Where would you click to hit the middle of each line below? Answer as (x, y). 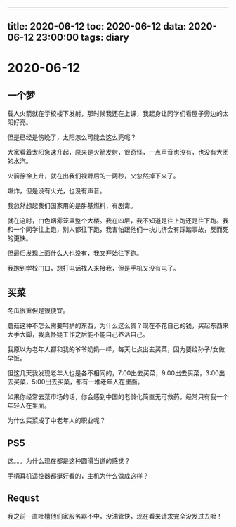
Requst (23, 499)
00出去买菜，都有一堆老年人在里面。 (91, 382)
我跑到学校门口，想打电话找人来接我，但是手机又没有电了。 (93, 268)
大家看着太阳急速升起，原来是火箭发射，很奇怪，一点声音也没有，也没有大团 (118, 152)
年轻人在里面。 (29, 405)
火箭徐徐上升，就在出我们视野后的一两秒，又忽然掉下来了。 (93, 176)
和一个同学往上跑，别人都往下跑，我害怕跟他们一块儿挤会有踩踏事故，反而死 (118, 230)
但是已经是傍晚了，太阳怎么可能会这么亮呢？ (72, 137)
